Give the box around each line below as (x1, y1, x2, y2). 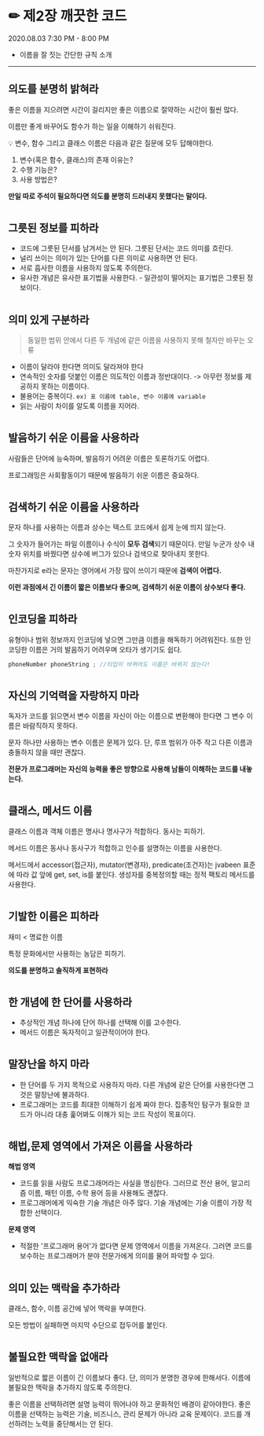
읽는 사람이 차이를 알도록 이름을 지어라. (19, 401, 140, 410)
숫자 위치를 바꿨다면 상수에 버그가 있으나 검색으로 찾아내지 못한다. (8, 549, 210, 559)
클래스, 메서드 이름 (8, 804, 93, 817)
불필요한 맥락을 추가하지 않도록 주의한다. (8, 1383, 132, 1392)
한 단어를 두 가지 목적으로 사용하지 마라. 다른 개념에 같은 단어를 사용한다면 (19, 1080, 246, 1089)
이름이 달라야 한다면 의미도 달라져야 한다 (19, 362, 144, 371)
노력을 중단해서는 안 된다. (35, 1419, 113, 1428)
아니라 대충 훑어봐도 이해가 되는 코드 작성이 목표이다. (34, 1109, 196, 1118)
